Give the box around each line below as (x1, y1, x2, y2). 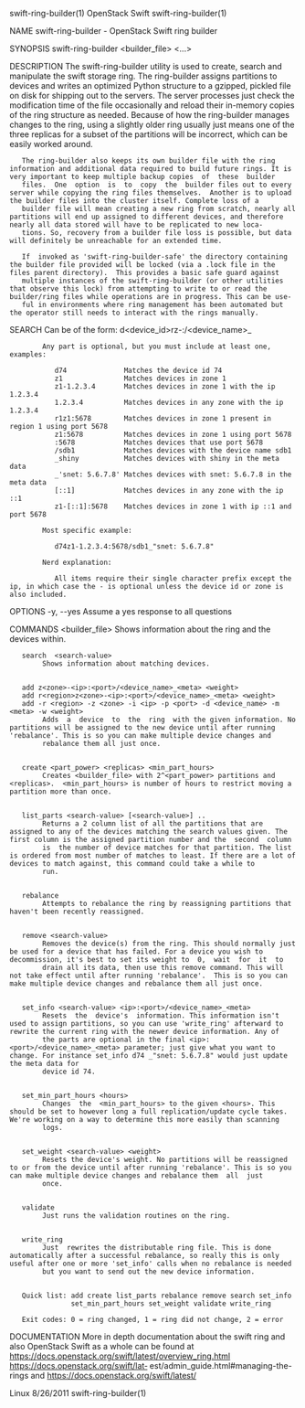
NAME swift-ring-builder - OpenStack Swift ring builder (9, 26, 218, 36)
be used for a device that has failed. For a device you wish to (9, 947, 263, 956)
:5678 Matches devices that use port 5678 (54, 438, 263, 447)
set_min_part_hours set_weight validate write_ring (70, 1299, 272, 1308)
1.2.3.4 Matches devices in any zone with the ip (54, 398, 284, 407)
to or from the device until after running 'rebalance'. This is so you (9, 1163, 292, 1172)
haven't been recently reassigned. (9, 907, 145, 916)
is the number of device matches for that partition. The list (42, 843, 292, 852)
